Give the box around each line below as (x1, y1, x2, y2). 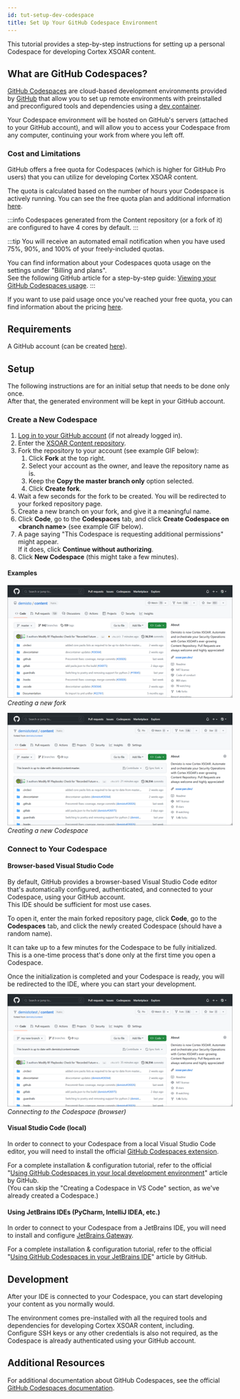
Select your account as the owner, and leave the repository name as (28, 461, 229, 470)
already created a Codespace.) (7, 1191, 99, 1200)
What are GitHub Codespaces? (7, 68, 148, 80)
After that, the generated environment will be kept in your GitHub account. (7, 397, 226, 406)
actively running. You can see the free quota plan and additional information (7, 194, 231, 203)
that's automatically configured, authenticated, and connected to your (7, 885, 214, 893)
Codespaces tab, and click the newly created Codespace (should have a (7, 921, 222, 930)
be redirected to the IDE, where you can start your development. (7, 979, 196, 988)
